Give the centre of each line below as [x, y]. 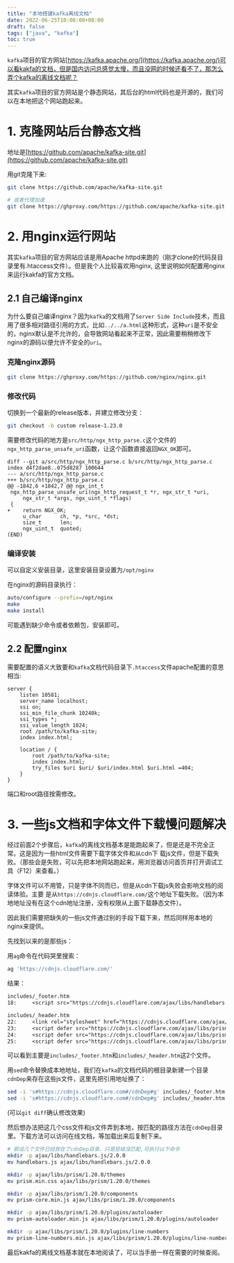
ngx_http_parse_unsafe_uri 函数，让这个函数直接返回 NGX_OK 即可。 [101, 448]
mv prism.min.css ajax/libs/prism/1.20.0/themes [79, 1181]
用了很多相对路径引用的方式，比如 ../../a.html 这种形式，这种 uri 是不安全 [113, 325]
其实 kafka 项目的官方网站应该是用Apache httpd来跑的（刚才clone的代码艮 [112, 257]
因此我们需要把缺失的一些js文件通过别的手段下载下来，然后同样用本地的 [110, 918]
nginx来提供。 [27, 926]
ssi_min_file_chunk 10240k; [60, 713]
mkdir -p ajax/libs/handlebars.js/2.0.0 [67, 1156]
